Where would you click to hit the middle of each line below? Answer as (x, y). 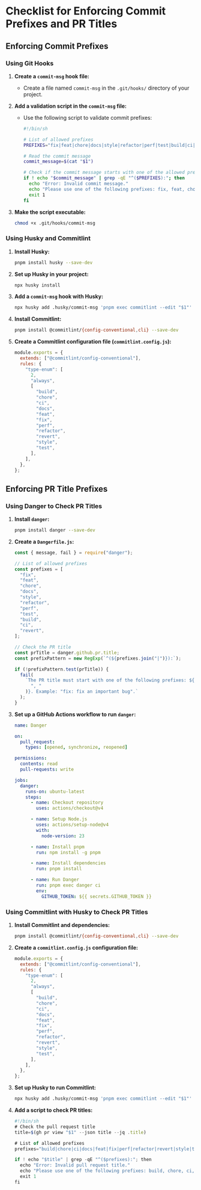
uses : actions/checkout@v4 (70, 808)
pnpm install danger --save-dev (55, 530)
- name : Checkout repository (67, 803)
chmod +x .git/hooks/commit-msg (55, 223)
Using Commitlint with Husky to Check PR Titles (77, 912)
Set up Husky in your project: (51, 274)
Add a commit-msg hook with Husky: (58, 297)
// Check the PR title (43, 647)
